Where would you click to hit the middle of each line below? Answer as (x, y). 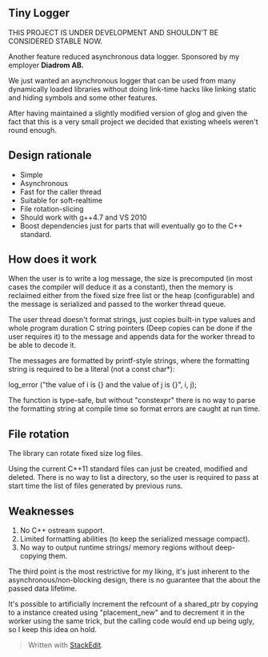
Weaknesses (41, 511)
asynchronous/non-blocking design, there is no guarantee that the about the (134, 580)
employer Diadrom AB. (46, 65)
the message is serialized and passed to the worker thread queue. (117, 304)
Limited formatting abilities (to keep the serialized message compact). (135, 539)
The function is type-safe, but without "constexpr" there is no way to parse (132, 401)
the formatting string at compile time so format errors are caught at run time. (134, 409)
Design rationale (50, 155)
